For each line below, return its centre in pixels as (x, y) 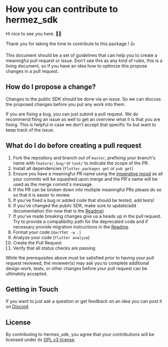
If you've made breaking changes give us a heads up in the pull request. (87, 216)
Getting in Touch (32, 289)
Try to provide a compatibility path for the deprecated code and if (80, 221)
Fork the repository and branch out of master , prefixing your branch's (84, 157)
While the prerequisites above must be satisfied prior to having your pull (80, 257)
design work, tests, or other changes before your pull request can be (76, 268)
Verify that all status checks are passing (54, 248)
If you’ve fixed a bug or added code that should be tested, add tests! (83, 200)
